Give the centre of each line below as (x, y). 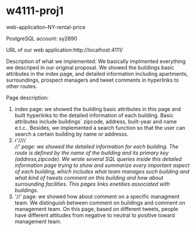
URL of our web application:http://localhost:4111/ (65, 50)
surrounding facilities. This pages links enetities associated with (92, 184)
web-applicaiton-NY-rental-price (46, 27)
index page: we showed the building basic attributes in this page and (98, 109)
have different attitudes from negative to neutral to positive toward (94, 215)
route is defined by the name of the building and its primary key (92, 153)
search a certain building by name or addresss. (72, 134)
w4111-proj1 (35, 11)
